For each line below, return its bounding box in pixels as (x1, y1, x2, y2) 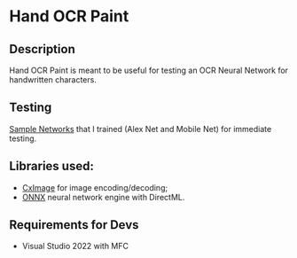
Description (9, 42, 75, 57)
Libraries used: (9, 159, 95, 174)
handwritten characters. (9, 74, 98, 85)
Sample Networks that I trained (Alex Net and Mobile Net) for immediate (9, 123, 272, 134)
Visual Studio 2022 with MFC (21, 241, 129, 252)
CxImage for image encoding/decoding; (21, 182, 168, 192)
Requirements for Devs (9, 217, 139, 232)
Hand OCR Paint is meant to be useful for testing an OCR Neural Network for (9, 65, 289, 75)
